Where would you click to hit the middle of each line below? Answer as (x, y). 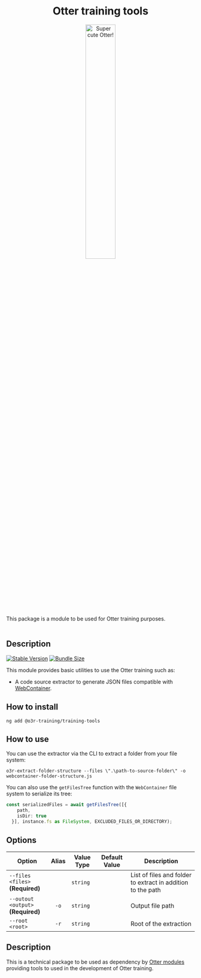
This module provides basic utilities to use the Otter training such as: (91, 670)
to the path (146, 890)
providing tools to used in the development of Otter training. (80, 968)
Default (112, 857)
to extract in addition (159, 882)
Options (22, 840)
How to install (32, 707)
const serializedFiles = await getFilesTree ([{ (67, 805)
